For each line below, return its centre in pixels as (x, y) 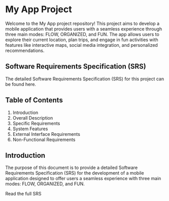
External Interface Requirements (46, 134)
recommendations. (25, 50)
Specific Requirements (36, 123)
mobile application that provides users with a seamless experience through (84, 28)
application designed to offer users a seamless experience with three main (83, 179)
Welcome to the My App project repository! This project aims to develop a (82, 23)
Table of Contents (34, 100)
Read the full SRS (23, 194)
